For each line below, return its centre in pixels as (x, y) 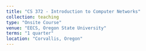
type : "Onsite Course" (34, 22)
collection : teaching (33, 17)
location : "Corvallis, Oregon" (44, 39)
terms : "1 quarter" (30, 33)
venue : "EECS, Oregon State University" (57, 28)
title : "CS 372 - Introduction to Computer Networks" (74, 11)
